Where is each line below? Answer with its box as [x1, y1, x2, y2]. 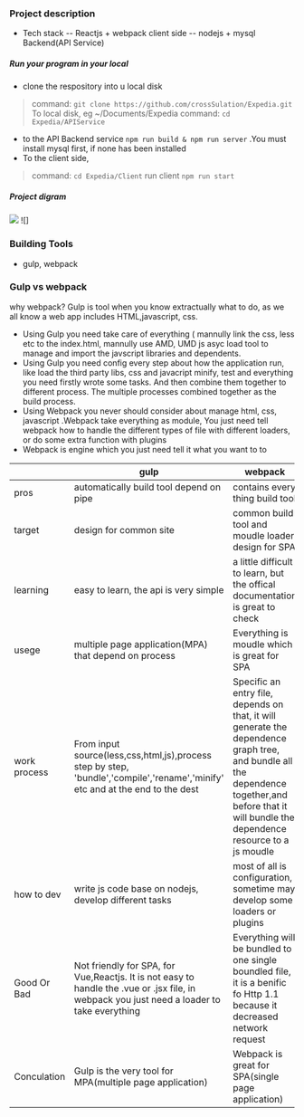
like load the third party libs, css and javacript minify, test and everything [22, 367, 294, 377]
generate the [233, 721, 288, 733]
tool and [233, 518, 268, 530]
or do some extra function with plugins [22, 434, 167, 445]
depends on [233, 698, 284, 711]
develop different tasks [73, 893, 172, 906]
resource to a [233, 834, 290, 846]
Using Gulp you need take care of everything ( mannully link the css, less [22, 329, 295, 339]
